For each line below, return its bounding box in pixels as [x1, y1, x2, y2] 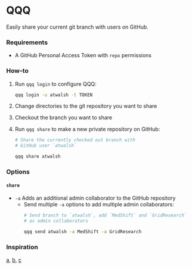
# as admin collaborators [23, 218, 88, 224]
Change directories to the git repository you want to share [14, 103, 157, 110]
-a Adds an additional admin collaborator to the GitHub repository [14, 194, 176, 202]
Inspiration [6, 243, 39, 251]
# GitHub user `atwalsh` [14, 143, 77, 149]
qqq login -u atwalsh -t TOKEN [14, 92, 93, 98]
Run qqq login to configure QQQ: [14, 80, 97, 87]
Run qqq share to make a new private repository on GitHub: [14, 126, 160, 133]
